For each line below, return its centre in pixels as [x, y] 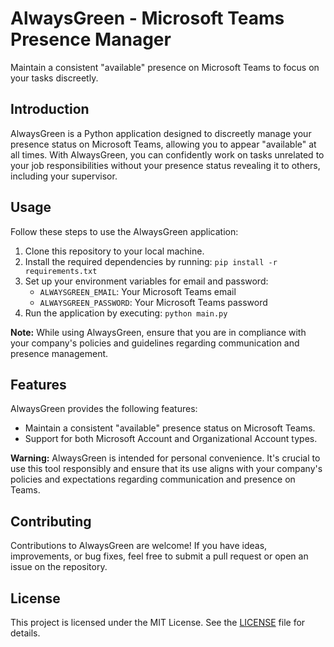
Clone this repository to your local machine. [114, 251]
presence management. [59, 353]
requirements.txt [61, 271]
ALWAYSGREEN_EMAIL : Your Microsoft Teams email [138, 291]
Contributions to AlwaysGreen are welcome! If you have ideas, [139, 546]
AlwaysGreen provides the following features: [104, 409]
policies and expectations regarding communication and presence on [153, 479]
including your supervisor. [64, 176]
